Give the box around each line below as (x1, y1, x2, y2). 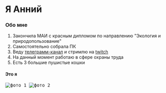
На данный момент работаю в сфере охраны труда (12, 54, 124, 60)
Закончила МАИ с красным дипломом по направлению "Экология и (12, 33, 161, 39)
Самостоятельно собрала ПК (12, 44, 76, 50)
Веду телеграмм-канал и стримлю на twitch (12, 49, 109, 55)
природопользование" (12, 38, 62, 44)
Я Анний (5, 4, 42, 15)
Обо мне (5, 22, 28, 29)
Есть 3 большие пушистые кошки (12, 59, 85, 66)
